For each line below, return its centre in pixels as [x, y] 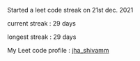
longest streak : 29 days [42, 37]
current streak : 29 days [42, 23]
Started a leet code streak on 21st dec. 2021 [70, 10]
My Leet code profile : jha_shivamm [58, 50]
